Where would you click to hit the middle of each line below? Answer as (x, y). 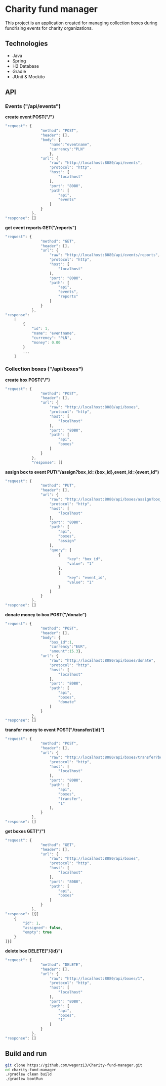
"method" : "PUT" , (58, 486)
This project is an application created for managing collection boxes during (81, 23)
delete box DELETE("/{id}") (34, 951)
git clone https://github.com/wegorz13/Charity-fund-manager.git (74, 1065)
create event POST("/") (30, 117)
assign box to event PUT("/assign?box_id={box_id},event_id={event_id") (82, 472)
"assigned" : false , (43, 928)
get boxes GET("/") (25, 831)
